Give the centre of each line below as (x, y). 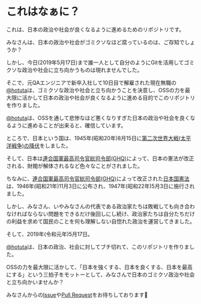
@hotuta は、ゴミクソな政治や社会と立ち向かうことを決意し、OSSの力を (96, 90)
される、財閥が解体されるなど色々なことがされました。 (74, 165)
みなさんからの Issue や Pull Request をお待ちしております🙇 (77, 294)
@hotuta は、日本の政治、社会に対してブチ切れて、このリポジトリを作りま (98, 246)
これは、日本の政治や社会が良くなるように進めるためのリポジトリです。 (95, 29)
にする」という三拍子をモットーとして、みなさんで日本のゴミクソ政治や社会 (100, 274)
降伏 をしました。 (50, 145)
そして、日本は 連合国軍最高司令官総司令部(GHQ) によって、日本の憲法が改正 (100, 158)
